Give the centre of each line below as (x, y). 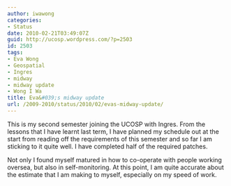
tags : (15, 53)
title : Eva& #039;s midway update (56, 98)
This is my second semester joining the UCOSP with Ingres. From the (106, 124)
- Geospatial (26, 65)
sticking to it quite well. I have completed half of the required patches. (107, 146)
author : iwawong (31, 14)
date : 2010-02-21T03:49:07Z (48, 33)
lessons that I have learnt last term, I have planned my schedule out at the (113, 131)
